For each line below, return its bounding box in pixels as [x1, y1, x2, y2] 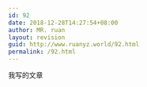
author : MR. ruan [8, 26, 66, 34]
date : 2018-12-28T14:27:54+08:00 [8, 19, 119, 27]
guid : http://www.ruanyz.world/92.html [8, 41, 140, 49]
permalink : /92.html [8, 48, 77, 56]
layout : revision [8, 33, 66, 42]
